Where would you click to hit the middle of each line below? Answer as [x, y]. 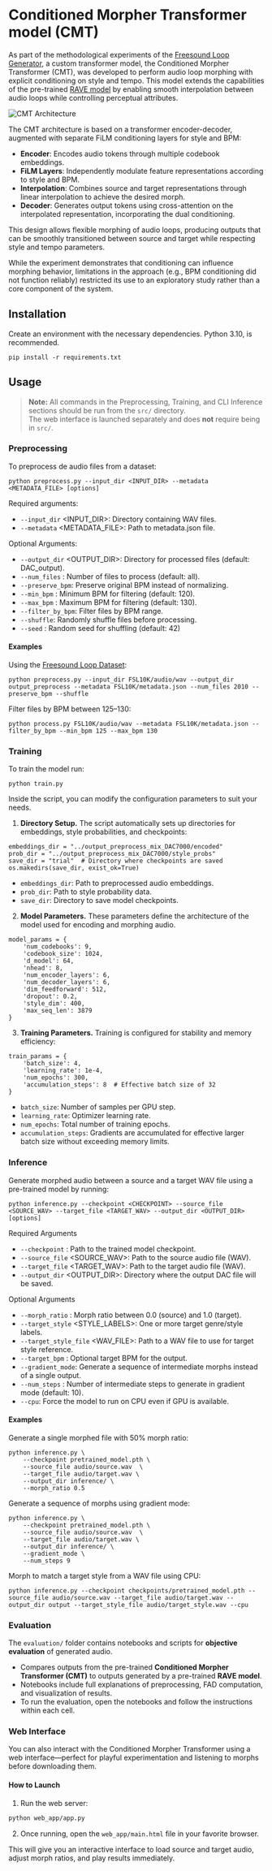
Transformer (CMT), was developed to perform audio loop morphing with [131, 71]
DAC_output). [42, 568]
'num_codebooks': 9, [58, 947]
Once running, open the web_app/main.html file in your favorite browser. [140, 1834]
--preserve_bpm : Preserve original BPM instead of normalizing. [124, 585]
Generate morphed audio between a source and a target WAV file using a [131, 1180]
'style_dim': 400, [54, 1004]
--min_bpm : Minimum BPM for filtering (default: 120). [108, 594]
